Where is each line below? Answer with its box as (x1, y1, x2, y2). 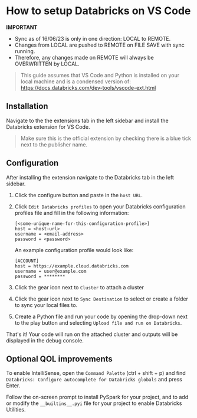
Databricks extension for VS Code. (6, 123, 90, 130)
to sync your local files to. (14, 301, 78, 308)
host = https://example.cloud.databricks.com (14, 263, 129, 269)
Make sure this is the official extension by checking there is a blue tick (20, 135, 192, 142)
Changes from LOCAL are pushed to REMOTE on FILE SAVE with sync (14, 41, 185, 48)
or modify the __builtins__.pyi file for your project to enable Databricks (6, 400, 182, 407)
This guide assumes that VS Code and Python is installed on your (20, 71, 180, 79)
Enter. (6, 382, 21, 389)
